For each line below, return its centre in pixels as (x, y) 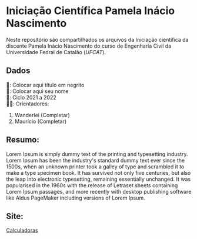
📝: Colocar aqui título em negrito (45, 85)
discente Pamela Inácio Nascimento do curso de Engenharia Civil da (89, 46)
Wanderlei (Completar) (42, 115)
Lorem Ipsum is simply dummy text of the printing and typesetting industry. (97, 154)
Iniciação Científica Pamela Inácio (91, 11)
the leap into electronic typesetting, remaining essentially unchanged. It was (98, 179)
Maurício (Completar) (41, 121)
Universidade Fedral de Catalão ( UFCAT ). (56, 52)
